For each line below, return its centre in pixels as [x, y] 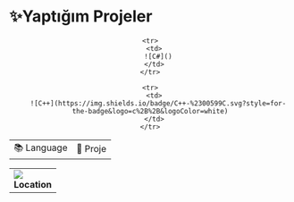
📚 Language [41, 147]
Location [33, 184]
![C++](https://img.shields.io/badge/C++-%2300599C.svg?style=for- [158, 103]
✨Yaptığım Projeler [81, 17]
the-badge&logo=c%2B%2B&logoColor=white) [150, 111]
